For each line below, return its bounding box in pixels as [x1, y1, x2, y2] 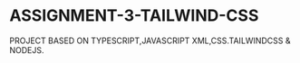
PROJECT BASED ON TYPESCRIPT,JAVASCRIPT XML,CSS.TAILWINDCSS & [9, 35, 291, 46]
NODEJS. [9, 44, 44, 55]
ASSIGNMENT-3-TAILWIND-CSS [9, 5, 259, 26]
